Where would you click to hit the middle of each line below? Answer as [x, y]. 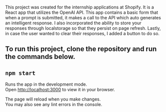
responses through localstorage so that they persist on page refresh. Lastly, [83, 28]
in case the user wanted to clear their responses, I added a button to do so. [82, 33]
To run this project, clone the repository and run [81, 49]
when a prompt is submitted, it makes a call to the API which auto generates [83, 18]
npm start [20, 73]
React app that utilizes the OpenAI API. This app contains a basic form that [82, 12]
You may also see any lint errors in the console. [54, 105]
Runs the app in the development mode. [46, 84]
